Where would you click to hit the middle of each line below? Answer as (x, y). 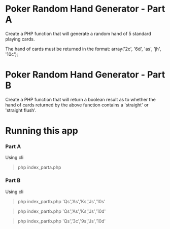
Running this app (42, 131)
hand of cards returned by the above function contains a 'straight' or (77, 105)
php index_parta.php (39, 167)
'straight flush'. (21, 110)
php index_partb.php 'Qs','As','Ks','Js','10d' (62, 211)
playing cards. (20, 39)
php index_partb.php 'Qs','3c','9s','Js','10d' (62, 221)
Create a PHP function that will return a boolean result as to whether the (80, 99)
